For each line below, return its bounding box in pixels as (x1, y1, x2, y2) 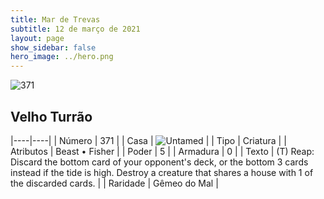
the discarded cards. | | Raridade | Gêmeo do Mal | (10, 177, 219, 189)
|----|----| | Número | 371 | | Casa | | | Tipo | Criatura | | (10, 134, 287, 146)
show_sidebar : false (10, 42, 97, 53)
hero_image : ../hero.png (10, 52, 114, 62)
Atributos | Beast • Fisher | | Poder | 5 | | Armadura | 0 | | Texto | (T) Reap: (10, 145, 315, 157)
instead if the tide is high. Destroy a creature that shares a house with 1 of (10, 166, 314, 178)
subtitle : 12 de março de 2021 (10, 24, 141, 34)
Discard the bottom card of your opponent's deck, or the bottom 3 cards (10, 156, 309, 168)
